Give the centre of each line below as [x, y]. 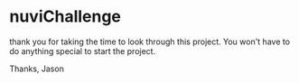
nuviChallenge [65, 17]
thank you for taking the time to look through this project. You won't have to [150, 41]
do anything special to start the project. [83, 51]
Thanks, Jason [37, 69]
